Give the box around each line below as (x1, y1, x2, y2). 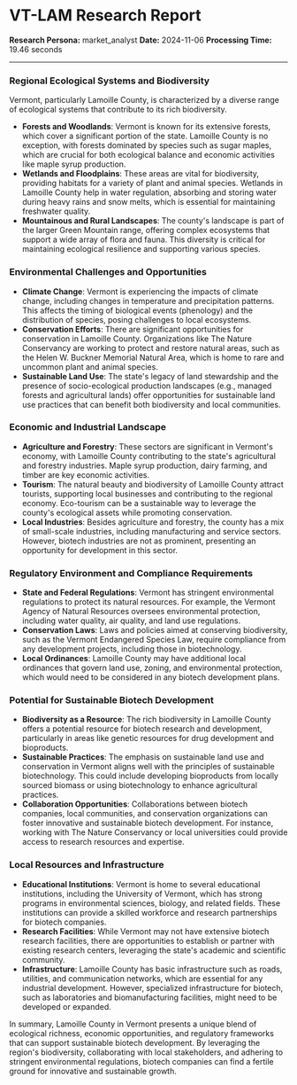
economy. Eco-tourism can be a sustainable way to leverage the (21, 497, 256, 508)
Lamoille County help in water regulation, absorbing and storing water (21, 187, 277, 198)
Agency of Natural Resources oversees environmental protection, (21, 606, 261, 617)
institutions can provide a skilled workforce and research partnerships (21, 907, 278, 917)
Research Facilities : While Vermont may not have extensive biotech (21, 925, 270, 936)
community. (21, 954, 65, 964)
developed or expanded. (21, 1001, 112, 1011)
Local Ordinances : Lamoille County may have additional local (21, 653, 246, 664)
